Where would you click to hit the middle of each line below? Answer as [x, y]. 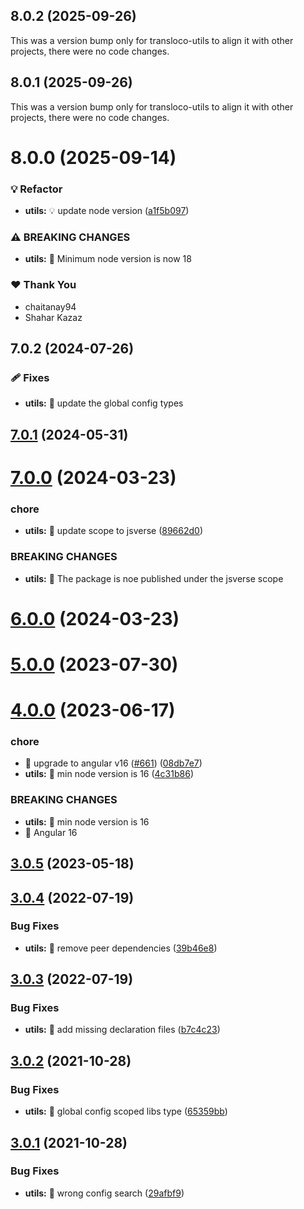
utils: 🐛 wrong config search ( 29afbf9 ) [104, 1193]
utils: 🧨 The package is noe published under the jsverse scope [154, 578]
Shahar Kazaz [53, 317]
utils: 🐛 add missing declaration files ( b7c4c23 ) [122, 1030]
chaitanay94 [50, 306]
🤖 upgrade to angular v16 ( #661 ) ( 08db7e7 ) [113, 763]
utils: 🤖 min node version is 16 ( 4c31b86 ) [109, 774]
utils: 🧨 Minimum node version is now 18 [108, 259]
